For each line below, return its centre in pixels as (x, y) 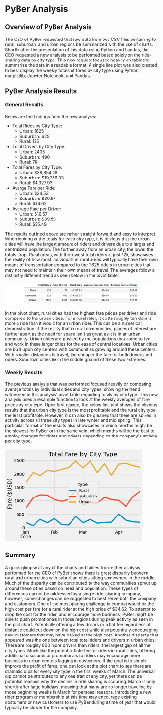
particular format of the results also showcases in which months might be (79, 425)
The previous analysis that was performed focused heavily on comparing (78, 384)
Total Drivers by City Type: (39, 147)
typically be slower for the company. (42, 708)
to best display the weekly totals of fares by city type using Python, (72, 70)
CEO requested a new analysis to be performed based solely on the (73, 55)
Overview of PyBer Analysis (48, 27)
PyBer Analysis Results (41, 91)
